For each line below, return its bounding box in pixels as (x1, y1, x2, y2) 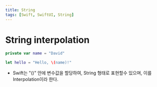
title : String (5, 7, 36, 13)
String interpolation (5, 34, 90, 46)
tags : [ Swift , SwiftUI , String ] (5, 12, 74, 17)
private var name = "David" (5, 51, 65, 56)
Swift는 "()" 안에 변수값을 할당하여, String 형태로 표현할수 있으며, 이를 (12, 70, 152, 76)
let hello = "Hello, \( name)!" (5, 60, 72, 65)
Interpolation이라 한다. (12, 76, 59, 82)
